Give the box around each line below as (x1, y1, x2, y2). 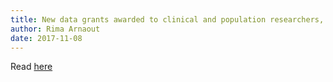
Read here (10, 61, 53, 73)
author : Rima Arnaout (10, 24, 101, 34)
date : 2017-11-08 (10, 33, 83, 43)
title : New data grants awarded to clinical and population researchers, (10, 14, 325, 25)
